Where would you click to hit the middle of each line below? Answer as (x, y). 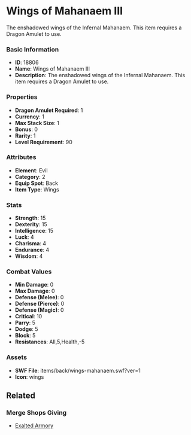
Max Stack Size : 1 (37, 123)
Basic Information (33, 49)
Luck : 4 (24, 237)
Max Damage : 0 (35, 291)
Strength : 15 (30, 218)
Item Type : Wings (37, 189)
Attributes (21, 157)
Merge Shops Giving (37, 413)
